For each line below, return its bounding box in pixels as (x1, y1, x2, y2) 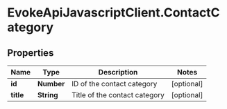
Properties (7, 47, 54, 59)
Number (37, 79, 65, 88)
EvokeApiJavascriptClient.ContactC (7, 5, 220, 21)
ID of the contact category (72, 79, 158, 88)
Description (98, 68, 138, 77)
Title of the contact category (72, 90, 165, 99)
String (37, 90, 58, 99)
